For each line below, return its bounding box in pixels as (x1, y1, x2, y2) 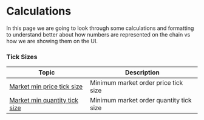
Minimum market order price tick (90, 79, 183, 87)
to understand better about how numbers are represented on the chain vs (6, 30, 191, 38)
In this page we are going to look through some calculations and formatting (6, 24, 194, 32)
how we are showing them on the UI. (6, 37, 98, 44)
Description (125, 68, 160, 77)
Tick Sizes (6, 52, 38, 61)
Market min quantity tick (9, 96, 79, 105)
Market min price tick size (9, 82, 83, 91)
